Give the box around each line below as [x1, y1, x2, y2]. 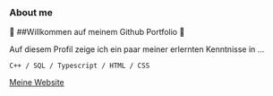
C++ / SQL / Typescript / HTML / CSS [9, 61, 150, 71]
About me [9, 6, 54, 19]
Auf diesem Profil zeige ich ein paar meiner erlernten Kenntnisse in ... [9, 44, 265, 55]
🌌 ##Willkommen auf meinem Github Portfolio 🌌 [9, 27, 185, 38]
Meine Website [9, 77, 64, 88]
